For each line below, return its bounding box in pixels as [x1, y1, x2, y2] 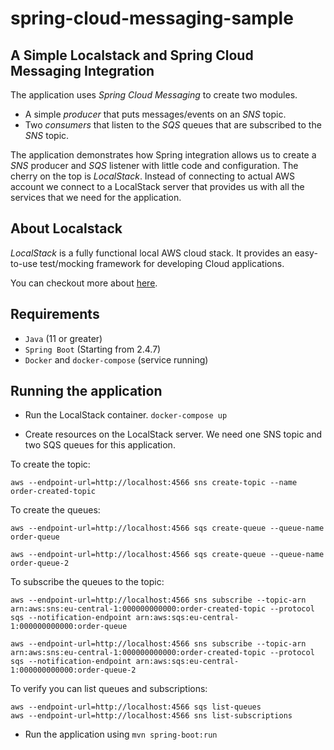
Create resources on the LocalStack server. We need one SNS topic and [24, 428, 323, 441]
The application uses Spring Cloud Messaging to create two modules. [10, 89, 298, 101]
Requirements [10, 306, 100, 323]
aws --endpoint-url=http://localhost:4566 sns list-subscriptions [10, 711, 293, 721]
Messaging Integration [10, 62, 155, 79]
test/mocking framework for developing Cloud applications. [39, 257, 285, 269]
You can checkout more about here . [10, 277, 158, 289]
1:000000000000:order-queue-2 [10, 665, 137, 676]
